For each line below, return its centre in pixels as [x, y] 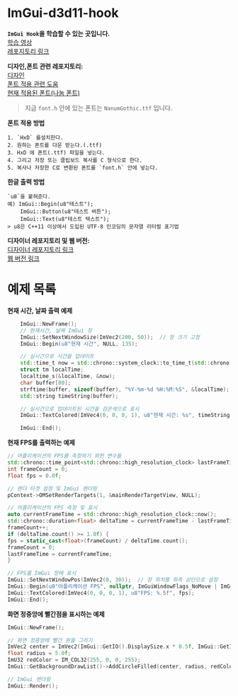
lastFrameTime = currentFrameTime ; [60, 554]
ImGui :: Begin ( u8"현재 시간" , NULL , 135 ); [79, 344]
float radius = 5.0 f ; [39, 654]
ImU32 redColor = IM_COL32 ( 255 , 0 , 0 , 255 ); [74, 660]
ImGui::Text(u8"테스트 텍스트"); [65, 219]
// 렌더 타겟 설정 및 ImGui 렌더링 [52, 489]
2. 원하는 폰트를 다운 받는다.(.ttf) [55, 145]
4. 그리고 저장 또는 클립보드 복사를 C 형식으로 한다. [75, 160]
